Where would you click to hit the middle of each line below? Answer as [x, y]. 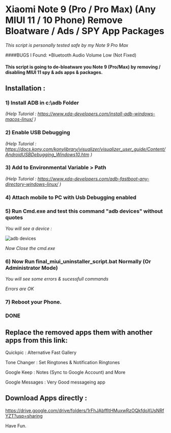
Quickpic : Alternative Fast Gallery [41, 352]
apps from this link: [36, 340]
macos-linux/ [19, 119]
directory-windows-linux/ [32, 184]
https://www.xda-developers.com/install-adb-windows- [96, 114]
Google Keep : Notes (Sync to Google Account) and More [65, 372]
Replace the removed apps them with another [79, 332]
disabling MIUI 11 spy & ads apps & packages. [54, 72]
